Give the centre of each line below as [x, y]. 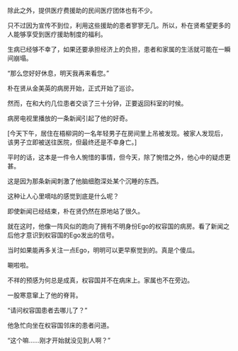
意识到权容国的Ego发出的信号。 [72, 235]
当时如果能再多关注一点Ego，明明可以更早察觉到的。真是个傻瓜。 [103, 250]
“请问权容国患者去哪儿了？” [47, 310]
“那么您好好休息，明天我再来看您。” [58, 73]
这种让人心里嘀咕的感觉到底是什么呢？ [63, 196]
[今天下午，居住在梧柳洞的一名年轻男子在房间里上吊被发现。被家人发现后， [117, 133]
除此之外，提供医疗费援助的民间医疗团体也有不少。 [82, 10]
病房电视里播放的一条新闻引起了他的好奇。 [69, 118]
